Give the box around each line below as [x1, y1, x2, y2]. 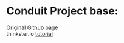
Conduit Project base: [6, 4, 119, 18]
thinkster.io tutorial [6, 30, 53, 37]
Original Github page [6, 24, 58, 31]
